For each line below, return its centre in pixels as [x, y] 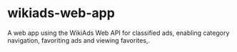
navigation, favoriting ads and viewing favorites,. [79, 40]
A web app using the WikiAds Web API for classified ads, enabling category [118, 33]
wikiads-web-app [61, 13]
